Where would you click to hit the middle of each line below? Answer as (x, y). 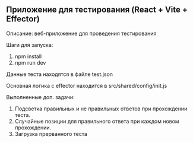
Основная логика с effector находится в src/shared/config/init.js (87, 85)
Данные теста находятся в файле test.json (60, 74)
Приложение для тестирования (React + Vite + (97, 10)
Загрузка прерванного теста (51, 134)
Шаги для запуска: (30, 45)
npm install (28, 56)
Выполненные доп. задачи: (41, 97)
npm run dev (30, 62)
